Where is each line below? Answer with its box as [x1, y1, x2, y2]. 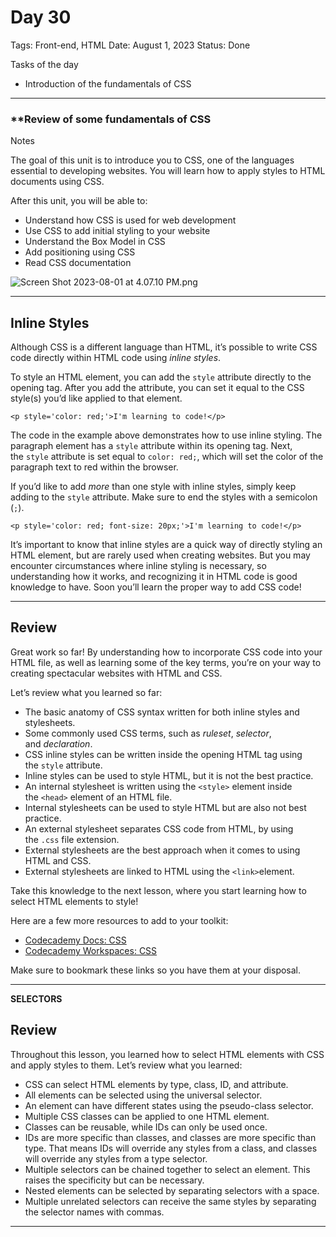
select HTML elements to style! [10, 895, 139, 907]
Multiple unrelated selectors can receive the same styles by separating [24, 1195, 317, 1207]
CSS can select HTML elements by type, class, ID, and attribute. [24, 1078, 289, 1090]
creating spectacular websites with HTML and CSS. [10, 667, 223, 679]
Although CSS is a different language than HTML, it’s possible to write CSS [10, 341, 318, 353]
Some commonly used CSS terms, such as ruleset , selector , [24, 727, 272, 739]
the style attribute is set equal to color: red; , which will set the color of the [10, 451, 324, 463]
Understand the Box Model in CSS [24, 236, 166, 248]
